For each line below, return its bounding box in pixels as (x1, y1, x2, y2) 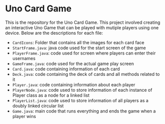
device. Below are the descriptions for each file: (5, 30, 103, 36)
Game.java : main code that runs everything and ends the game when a (12, 108, 156, 114)
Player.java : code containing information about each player (12, 81, 136, 87)
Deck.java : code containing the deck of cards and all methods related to (12, 71, 160, 77)
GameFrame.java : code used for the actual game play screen (12, 61, 134, 66)
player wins (12, 113, 36, 119)
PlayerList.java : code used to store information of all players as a (12, 97, 149, 103)
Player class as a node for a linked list (12, 92, 90, 98)
